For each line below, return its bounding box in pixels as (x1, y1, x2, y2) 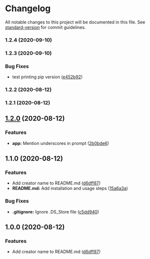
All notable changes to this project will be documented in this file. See (5, 19, 146, 25)
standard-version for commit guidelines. (5, 24, 86, 30)
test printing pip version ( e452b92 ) (12, 74, 83, 80)
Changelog (5, 3, 51, 14)
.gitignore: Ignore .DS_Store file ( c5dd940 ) (12, 209, 99, 214)
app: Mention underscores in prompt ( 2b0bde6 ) (12, 140, 109, 146)
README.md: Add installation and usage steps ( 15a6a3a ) (12, 186, 128, 191)
